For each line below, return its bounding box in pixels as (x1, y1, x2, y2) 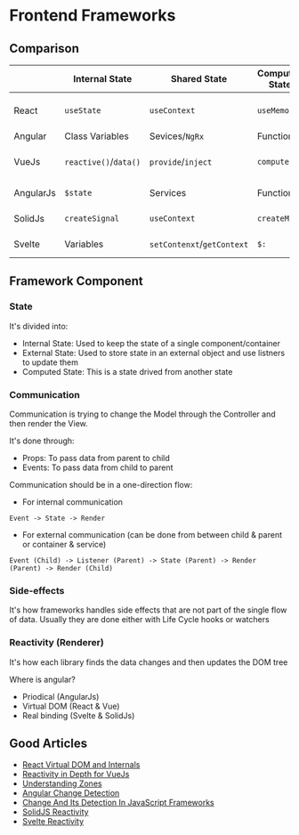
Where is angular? (9, 674, 76, 685)
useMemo (256, 106, 289, 116)
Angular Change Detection (21, 788, 120, 799)
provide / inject (149, 156, 213, 167)
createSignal (64, 214, 120, 223)
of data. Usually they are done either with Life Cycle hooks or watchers (9, 614, 270, 625)
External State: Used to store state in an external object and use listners (21, 347, 286, 358)
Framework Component (9, 273, 144, 289)
